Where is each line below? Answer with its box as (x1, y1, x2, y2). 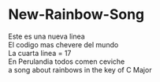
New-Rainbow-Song (8, 6, 145, 24)
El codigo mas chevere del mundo (8, 39, 119, 49)
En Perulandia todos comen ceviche (8, 57, 125, 66)
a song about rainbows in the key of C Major (8, 65, 152, 74)
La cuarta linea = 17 (8, 48, 72, 58)
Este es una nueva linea (8, 32, 85, 41)
